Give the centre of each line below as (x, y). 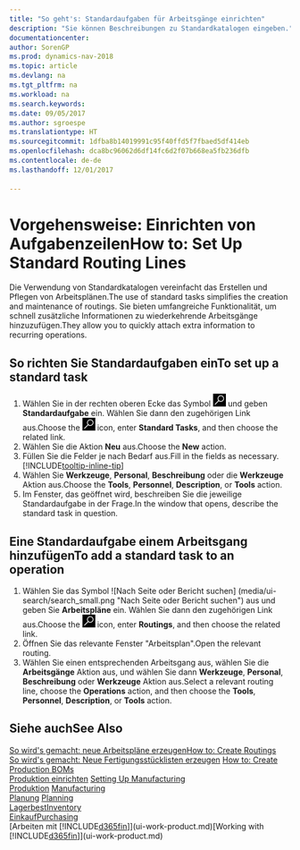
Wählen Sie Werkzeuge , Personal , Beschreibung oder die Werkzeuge (153, 475)
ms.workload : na (39, 94)
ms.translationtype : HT (54, 132)
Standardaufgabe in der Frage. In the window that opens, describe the (150, 504)
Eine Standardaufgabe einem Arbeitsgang (129, 541)
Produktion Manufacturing (57, 788)
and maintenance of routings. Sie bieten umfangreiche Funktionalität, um (143, 306)
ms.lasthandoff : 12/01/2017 (62, 170)
